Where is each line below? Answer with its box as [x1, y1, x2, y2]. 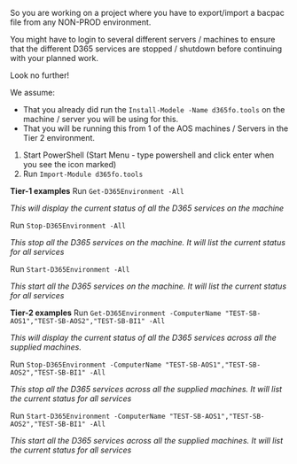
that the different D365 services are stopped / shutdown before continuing [10, 43, 283, 54]
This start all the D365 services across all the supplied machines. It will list [10, 436, 284, 445]
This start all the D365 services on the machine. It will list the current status [10, 281, 287, 291]
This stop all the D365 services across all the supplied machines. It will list [10, 384, 283, 394]
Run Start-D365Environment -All [10, 264, 130, 274]
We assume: [10, 88, 56, 97]
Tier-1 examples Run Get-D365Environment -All [10, 186, 184, 196]
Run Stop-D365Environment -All [10, 220, 127, 230]
